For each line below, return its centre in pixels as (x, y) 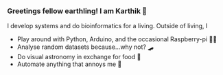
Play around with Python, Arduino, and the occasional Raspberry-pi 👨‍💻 (117, 39)
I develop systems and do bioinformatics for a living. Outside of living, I (107, 26)
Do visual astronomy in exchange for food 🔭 (79, 57)
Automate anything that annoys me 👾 (69, 64)
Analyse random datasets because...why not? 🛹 (85, 47)
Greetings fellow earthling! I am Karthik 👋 (77, 11)
